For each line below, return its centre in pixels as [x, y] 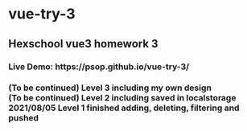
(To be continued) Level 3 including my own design [110, 88]
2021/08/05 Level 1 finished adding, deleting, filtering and [124, 108]
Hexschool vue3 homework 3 [83, 44]
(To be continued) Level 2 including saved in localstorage [122, 98]
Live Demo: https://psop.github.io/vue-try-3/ [99, 67]
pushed [23, 118]
